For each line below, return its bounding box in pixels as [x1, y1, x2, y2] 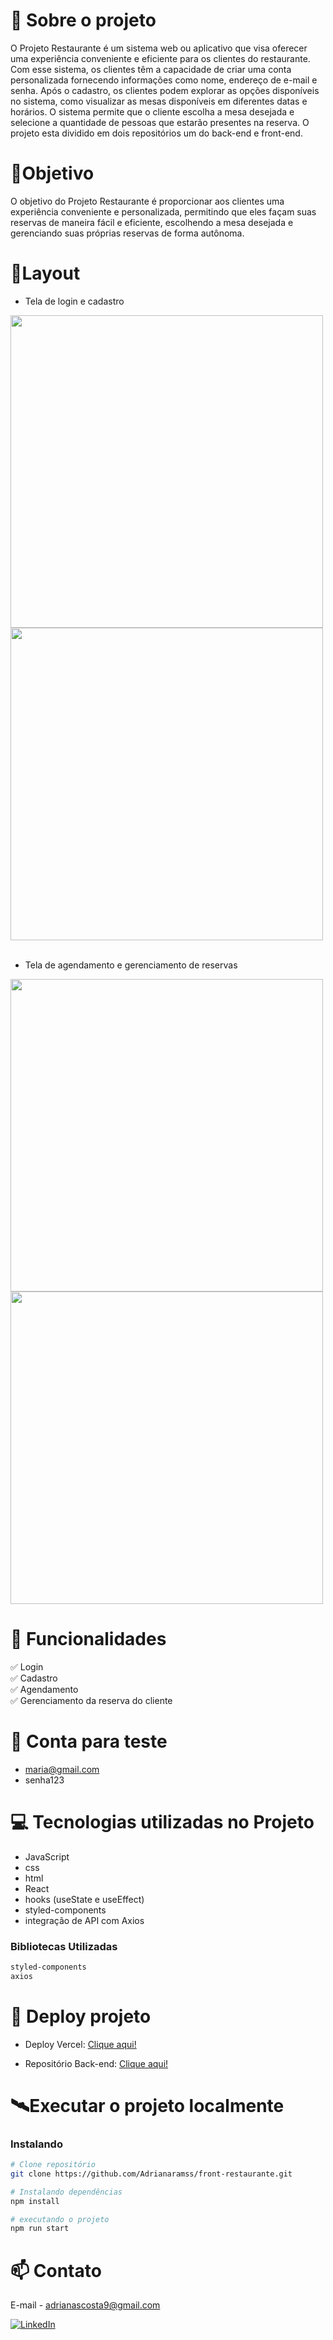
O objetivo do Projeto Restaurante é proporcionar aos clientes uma [10, 195, 285, 207]
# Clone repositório [10, 2160, 97, 2170]
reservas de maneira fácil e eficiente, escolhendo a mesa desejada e [10, 216, 294, 228]
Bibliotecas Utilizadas [10, 1939, 118, 1953]
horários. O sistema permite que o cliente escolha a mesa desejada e [10, 105, 295, 118]
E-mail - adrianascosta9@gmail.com [10, 2299, 161, 2311]
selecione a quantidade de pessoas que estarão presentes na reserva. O [10, 116, 310, 128]
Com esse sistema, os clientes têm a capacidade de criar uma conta [10, 63, 292, 75]
